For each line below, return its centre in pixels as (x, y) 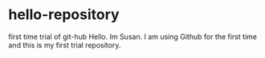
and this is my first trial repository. (65, 44)
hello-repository (64, 15)
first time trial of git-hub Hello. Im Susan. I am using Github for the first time (132, 37)
